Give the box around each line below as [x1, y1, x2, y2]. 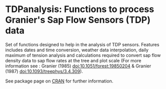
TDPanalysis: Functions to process [5, 4, 154, 15]
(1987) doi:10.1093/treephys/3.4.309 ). [5, 68, 83, 74]
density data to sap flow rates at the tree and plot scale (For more [5, 57, 141, 63]
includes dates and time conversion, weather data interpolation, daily [5, 47, 149, 53]
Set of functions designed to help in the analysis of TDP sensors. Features [5, 41, 160, 47]
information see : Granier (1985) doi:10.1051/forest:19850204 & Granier [5, 63, 151, 69]
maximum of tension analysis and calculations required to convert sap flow [5, 52, 161, 58]
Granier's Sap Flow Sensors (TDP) [5, 14, 151, 26]
